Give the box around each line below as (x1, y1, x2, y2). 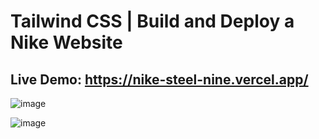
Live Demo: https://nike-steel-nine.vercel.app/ (10, 71, 309, 88)
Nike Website (10, 31, 123, 54)
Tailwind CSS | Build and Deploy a (10, 10, 295, 33)
